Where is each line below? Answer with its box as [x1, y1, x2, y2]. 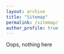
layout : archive [6, 8, 45, 15]
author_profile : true [6, 25, 59, 31]
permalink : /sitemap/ [6, 19, 59, 25]
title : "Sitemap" [6, 14, 48, 20]
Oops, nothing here [6, 41, 52, 48]
